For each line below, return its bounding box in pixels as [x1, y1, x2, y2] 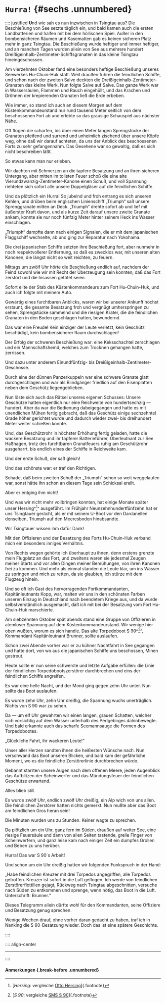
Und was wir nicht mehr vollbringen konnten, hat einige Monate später [5, 499, 148, 505]
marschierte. [28, 606, 54, 612]
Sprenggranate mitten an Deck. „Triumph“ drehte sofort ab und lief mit [5, 203, 148, 209]
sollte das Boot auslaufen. [5, 688, 58, 694]
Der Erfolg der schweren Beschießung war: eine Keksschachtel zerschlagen [5, 339, 160, 345]
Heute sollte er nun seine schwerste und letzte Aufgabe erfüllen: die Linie [5, 662, 155, 669]
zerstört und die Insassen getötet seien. [5, 274, 86, 280]
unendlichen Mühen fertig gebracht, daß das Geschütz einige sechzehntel [5, 410, 157, 416]
